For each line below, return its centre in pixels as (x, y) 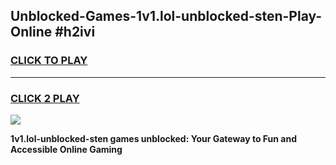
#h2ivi (75, 32)
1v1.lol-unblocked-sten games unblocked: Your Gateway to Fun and (154, 138)
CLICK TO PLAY (49, 61)
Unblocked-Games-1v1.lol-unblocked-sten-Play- (166, 16)
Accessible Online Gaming (66, 149)
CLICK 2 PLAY (45, 98)
